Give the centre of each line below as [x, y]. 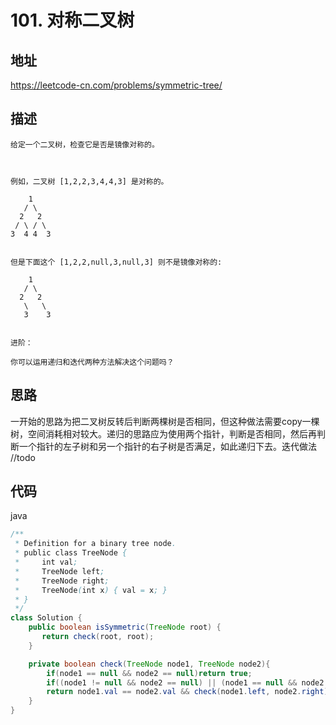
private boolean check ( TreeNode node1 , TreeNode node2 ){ [149, 664]
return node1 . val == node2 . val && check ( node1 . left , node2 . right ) [187, 692]
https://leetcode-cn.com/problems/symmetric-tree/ [116, 85]
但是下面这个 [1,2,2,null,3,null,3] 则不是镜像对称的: [116, 262]
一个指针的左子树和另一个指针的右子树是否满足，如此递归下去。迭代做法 [167, 446]
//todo [23, 457]
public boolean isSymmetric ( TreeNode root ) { [125, 627]
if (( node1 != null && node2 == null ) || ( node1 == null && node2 [185, 682]
